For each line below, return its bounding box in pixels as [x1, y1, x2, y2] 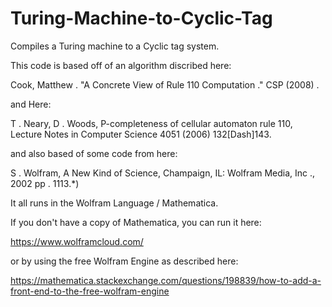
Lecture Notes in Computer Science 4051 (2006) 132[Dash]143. [10, 128, 272, 140]
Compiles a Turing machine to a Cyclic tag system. [10, 40, 220, 52]
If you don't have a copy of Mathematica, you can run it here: [10, 216, 262, 228]
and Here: [10, 98, 52, 110]
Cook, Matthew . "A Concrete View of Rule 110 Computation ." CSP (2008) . [10, 78, 320, 91]
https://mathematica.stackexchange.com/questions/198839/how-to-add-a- [10, 274, 322, 286]
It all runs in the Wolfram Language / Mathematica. [10, 197, 219, 209]
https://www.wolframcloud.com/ [10, 235, 144, 247]
